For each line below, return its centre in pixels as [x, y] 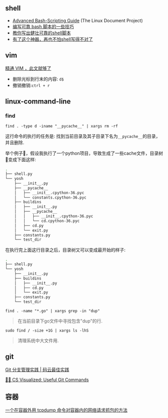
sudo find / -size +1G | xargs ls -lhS [47, 331]
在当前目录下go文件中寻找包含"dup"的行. [60, 321]
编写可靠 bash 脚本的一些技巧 [43, 26]
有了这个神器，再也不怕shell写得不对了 [53, 39]
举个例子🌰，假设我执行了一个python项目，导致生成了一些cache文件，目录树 [84, 153]
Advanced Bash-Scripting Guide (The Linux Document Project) [78, 20]
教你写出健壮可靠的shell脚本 [42, 33]
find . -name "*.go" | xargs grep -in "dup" [53, 311]
